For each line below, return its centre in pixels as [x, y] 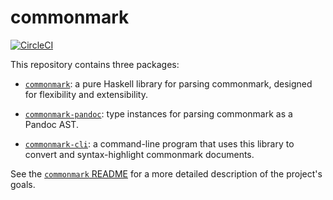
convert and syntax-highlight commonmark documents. [139, 154]
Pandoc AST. [51, 124]
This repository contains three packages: [95, 64]
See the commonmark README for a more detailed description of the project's [166, 173]
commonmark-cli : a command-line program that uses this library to [159, 143]
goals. [23, 184]
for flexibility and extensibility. [86, 94]
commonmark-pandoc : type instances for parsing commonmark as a [158, 113]
